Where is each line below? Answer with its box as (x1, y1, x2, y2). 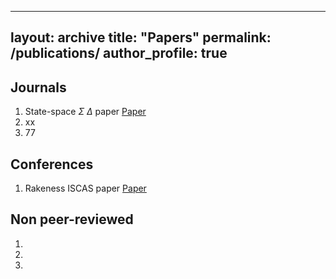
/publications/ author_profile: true (10, 45, 228, 62)
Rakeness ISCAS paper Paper (24, 182, 147, 195)
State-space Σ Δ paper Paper (24, 106, 147, 118)
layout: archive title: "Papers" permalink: (10, 29, 272, 46)
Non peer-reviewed (10, 211, 134, 228)
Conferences (10, 156, 94, 173)
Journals (10, 79, 67, 96)
